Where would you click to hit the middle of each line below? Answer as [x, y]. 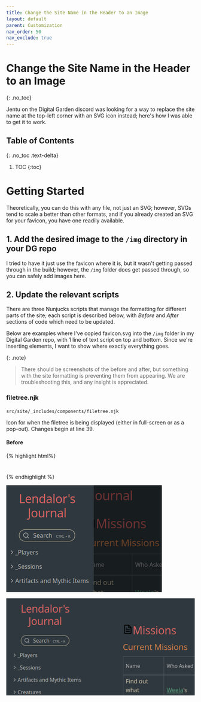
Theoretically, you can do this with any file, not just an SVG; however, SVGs [99, 207]
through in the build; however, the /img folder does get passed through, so [98, 269]
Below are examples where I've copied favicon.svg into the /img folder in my [100, 333]
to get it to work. [26, 122]
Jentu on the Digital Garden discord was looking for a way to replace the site [100, 109]
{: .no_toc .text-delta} [32, 155]
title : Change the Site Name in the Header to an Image [77, 13]
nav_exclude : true [29, 38]
